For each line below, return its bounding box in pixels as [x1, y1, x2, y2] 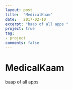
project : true [5, 26, 35, 31]
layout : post [5, 7, 33, 13]
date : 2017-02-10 [5, 17, 46, 22]
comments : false [5, 40, 39, 46]
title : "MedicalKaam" [5, 12, 53, 17]
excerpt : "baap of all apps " [5, 21, 69, 27]
